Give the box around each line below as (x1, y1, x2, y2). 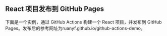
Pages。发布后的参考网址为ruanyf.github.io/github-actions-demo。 (5, 25, 145, 31)
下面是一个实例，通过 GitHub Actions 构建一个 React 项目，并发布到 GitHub (5, 19, 162, 25)
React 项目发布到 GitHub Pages (5, 4, 104, 13)
